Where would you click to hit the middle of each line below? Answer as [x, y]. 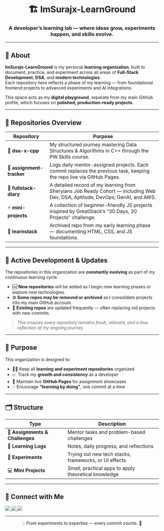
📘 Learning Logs [27, 446]
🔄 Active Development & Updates [56, 260]
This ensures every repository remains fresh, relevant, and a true [82, 322]
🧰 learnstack [22, 231]
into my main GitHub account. [42, 302]
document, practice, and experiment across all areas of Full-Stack [72, 72]
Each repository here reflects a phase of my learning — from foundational [79, 83]
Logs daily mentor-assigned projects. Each [99, 165]
